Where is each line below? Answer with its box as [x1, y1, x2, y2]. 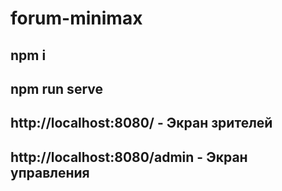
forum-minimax [10, 7, 143, 30]
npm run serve [10, 80, 103, 97]
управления [10, 164, 90, 181]
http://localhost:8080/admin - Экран [10, 148, 248, 166]
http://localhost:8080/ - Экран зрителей [10, 115, 273, 132]
